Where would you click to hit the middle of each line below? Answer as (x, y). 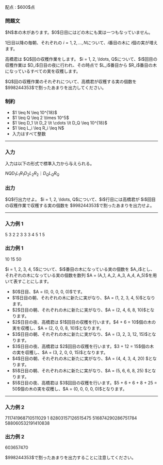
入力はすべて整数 (29, 134)
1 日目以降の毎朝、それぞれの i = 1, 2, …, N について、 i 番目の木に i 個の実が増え (81, 43)
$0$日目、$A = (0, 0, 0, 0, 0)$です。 (48, 292)
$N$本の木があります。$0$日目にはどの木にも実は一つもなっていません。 (79, 33)
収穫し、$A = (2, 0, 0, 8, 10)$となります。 (62, 328)
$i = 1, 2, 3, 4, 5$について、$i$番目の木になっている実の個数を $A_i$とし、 (80, 269)
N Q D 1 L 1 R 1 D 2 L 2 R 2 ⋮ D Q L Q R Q (32, 174)
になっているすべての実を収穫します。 (43, 71)
